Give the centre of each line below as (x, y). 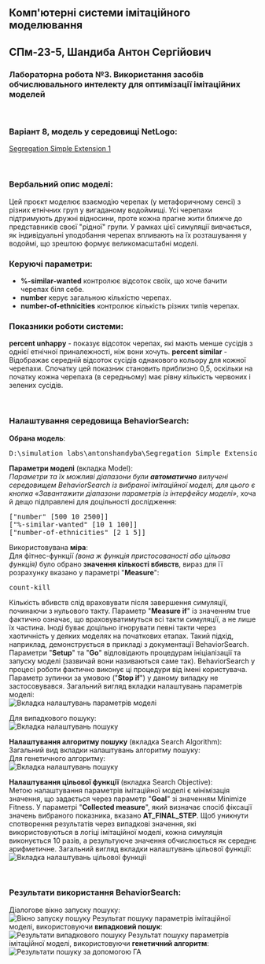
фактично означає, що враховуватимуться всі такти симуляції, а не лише (132, 619)
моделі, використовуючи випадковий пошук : (86, 926)
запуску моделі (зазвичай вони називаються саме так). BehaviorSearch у (132, 661)
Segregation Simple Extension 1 (60, 149)
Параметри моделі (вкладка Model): (71, 468)
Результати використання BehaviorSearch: (95, 892)
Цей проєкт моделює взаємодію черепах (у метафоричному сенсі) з (125, 201)
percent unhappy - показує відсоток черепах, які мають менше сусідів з (131, 343)
